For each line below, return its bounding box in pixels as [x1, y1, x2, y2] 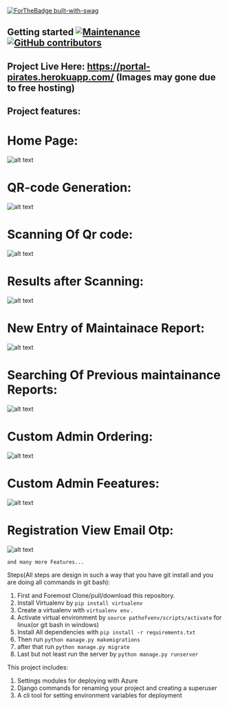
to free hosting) [7, 82, 76, 94]
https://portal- [87, 61, 151, 72]
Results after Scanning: [7, 274, 144, 289]
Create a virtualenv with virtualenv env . [17, 606, 133, 614]
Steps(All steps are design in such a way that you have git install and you [7, 570, 214, 579]
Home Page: [7, 133, 78, 149]
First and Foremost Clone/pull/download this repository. [17, 591, 175, 599]
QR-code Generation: [7, 180, 132, 195]
